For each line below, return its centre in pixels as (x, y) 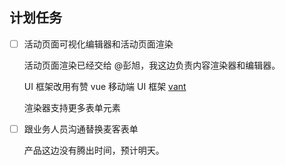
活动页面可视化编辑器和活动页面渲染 (98, 44)
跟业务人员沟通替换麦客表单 (81, 129)
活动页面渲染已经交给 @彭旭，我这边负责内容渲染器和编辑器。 (152, 65)
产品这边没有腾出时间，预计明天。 (94, 150)
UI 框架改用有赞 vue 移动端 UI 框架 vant (105, 86)
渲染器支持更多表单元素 (72, 107)
